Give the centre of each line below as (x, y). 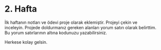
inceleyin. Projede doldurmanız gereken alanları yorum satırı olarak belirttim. (80, 27)
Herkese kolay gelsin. (26, 42)
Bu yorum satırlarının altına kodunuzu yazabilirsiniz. (56, 33)
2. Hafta (21, 9)
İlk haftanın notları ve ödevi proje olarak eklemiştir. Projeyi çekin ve (71, 22)
